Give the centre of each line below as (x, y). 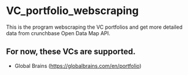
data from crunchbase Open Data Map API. (58, 33)
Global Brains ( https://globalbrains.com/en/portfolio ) (78, 66)
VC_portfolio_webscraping (73, 11)
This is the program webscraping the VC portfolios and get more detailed (94, 27)
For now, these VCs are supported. (71, 52)
